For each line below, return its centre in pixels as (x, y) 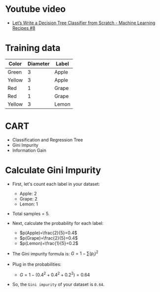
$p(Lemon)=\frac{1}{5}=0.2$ (49, 243)
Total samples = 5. (31, 213)
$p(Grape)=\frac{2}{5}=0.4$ (48, 238)
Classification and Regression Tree (48, 140)
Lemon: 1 (29, 204)
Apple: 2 (28, 193)
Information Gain (29, 150)
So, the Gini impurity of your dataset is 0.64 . (58, 284)
